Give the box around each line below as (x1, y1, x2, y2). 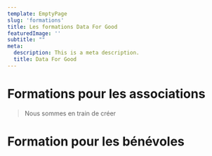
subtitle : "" (7, 36, 46, 43)
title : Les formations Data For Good (7, 23, 118, 30)
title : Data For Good (13, 56, 77, 63)
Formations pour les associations (7, 85, 206, 101)
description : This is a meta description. (13, 50, 140, 57)
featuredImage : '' (7, 29, 61, 37)
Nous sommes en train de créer (24, 109, 117, 118)
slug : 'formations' (7, 17, 65, 24)
